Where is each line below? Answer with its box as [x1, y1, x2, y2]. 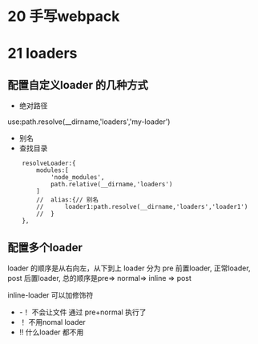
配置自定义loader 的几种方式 [7, 78, 149, 92]
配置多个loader [7, 241, 83, 254]
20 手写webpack [7, 7, 120, 26]
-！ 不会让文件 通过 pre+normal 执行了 [18, 307, 147, 317]
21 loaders [7, 45, 78, 62]
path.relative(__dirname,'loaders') [50, 181, 173, 189]
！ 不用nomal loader [18, 318, 86, 326]
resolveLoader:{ [22, 159, 77, 168]
